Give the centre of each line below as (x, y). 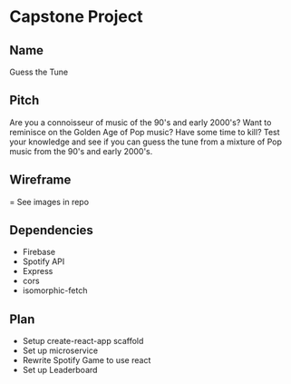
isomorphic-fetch (55, 290)
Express (38, 271)
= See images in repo (49, 202)
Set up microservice (60, 350)
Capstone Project (76, 17)
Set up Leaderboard (60, 370)
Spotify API (44, 261)
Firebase (39, 252)
